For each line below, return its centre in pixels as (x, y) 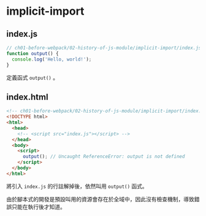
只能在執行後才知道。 (38, 207)
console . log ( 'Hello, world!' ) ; (52, 59)
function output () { (33, 53)
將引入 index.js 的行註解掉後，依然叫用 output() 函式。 (77, 186)
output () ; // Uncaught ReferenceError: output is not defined (104, 157)
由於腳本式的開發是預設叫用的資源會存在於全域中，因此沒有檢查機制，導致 (100, 199)
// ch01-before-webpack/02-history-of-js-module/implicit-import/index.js (104, 48)
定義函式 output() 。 (32, 77)
